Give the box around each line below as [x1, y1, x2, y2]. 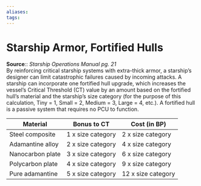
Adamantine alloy [9, 140, 59, 148]
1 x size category [66, 130, 117, 139]
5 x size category [66, 170, 117, 178]
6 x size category [121, 150, 172, 158]
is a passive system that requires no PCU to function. [6, 105, 139, 113]
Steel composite [9, 130, 56, 139]
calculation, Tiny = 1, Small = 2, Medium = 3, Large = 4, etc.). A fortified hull [6, 99, 196, 107]
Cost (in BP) [131, 120, 166, 128]
